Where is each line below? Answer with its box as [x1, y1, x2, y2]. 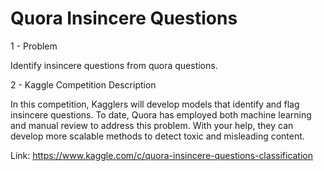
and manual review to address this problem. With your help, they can [10, 119, 294, 131]
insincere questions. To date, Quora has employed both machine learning [10, 108, 312, 121]
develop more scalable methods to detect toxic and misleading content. [10, 130, 305, 142]
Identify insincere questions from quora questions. [10, 59, 218, 71]
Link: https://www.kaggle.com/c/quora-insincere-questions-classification [10, 149, 313, 161]
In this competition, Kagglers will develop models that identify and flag [10, 98, 300, 110]
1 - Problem [10, 40, 58, 52]
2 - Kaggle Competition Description [10, 78, 157, 91]
